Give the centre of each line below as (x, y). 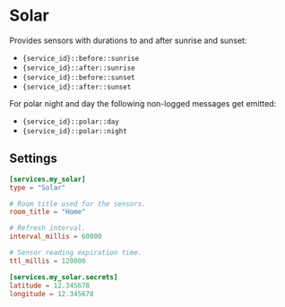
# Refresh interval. (48, 228)
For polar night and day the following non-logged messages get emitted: (143, 103)
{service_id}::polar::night (74, 131)
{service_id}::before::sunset (79, 77)
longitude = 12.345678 (52, 294)
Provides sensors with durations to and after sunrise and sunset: (128, 40)
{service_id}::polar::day (70, 122)
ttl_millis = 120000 (48, 260)
